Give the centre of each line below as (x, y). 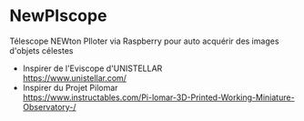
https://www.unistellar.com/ (75, 77)
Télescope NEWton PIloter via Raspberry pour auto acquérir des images (144, 41)
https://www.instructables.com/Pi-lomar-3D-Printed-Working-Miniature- (158, 97)
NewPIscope (58, 16)
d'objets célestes (41, 50)
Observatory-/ (49, 106)
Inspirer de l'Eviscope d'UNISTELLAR (92, 68)
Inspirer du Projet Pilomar (70, 87)
